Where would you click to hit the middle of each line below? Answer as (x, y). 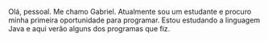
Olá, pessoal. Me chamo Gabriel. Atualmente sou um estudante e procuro (130, 12)
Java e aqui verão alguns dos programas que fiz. (89, 29)
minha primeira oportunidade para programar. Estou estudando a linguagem (134, 20)
